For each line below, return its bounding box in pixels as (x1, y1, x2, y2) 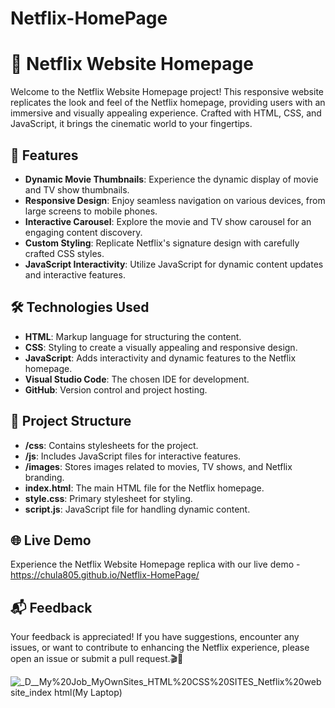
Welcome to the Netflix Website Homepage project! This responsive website (10, 86, 324, 98)
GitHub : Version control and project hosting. (24, 383, 208, 396)
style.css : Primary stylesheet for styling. (24, 492, 193, 504)
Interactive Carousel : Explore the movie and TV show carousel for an (24, 215, 312, 227)
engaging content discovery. (24, 226, 143, 238)
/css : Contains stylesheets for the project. (24, 439, 199, 451)
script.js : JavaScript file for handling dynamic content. (24, 503, 251, 515)
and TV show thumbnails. (24, 183, 130, 196)
